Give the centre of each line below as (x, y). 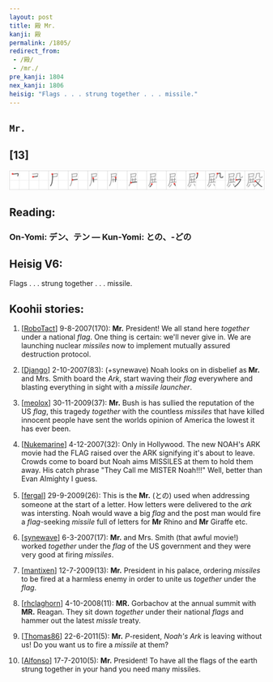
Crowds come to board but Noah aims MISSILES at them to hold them (137, 462)
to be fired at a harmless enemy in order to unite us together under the (139, 579)
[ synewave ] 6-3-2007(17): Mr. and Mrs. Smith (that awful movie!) (130, 538)
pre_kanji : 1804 (36, 77)
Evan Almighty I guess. (59, 479)
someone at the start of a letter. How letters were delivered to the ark (136, 505)
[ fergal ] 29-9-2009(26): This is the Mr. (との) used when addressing (135, 496)
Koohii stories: (47, 309)
